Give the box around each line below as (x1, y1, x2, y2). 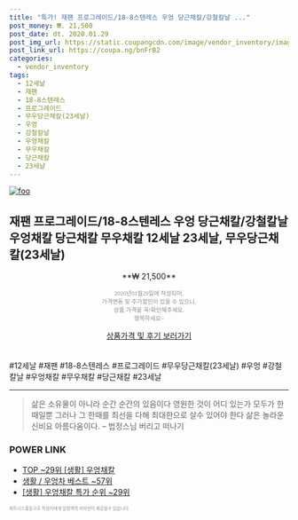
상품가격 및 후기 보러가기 (106, 330, 192, 342)
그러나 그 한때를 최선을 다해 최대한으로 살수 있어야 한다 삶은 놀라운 (54, 410, 285, 421)
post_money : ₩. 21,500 (9, 21, 93, 30)
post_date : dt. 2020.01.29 (9, 29, 109, 38)
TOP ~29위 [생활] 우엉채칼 (21, 465, 115, 476)
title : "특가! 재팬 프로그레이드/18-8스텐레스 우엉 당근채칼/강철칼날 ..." (9, 12, 251, 22)
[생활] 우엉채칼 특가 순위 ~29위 (21, 487, 130, 498)
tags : (9, 71, 29, 80)
